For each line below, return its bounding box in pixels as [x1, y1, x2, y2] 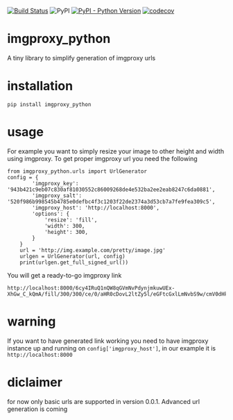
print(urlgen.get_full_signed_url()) [19, 259, 129, 266]
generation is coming [7, 405, 68, 413]
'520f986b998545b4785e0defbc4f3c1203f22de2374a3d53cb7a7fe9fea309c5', [7, 198, 216, 205]
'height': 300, [44, 228, 89, 235]
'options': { [32, 210, 70, 217]
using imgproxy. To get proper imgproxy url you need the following [7, 154, 198, 162]
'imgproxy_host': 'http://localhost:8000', [32, 204, 159, 211]
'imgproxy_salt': [32, 192, 82, 199]
